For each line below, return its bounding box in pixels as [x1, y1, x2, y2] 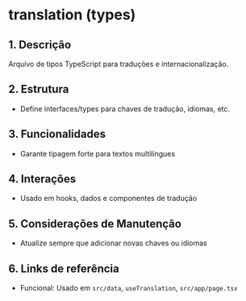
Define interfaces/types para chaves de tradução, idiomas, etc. [19, 103, 231, 114]
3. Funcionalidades [8, 128, 106, 141]
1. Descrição [8, 38, 72, 52]
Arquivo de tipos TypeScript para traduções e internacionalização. [8, 59, 229, 69]
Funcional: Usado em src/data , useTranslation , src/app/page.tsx [19, 283, 238, 293]
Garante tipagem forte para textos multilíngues [19, 148, 176, 158]
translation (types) [8, 6, 136, 24]
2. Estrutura [8, 82, 69, 96]
